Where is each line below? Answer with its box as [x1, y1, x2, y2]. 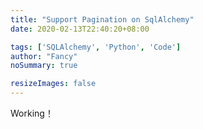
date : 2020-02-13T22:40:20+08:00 [10, 24, 150, 34]
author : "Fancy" [10, 51, 78, 61]
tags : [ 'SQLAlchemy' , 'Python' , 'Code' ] [10, 42, 182, 52]
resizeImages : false [10, 79, 97, 89]
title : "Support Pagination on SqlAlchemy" [10, 14, 195, 25]
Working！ [10, 107, 54, 119]
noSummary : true [10, 61, 78, 71]
